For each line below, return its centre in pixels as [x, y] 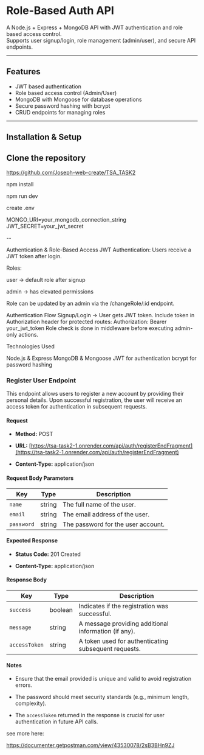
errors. [23, 685]
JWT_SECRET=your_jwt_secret [45, 226]
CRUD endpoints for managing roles [60, 112]
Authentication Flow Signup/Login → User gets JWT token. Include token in [100, 315]
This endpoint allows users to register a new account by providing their [95, 394]
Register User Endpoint [41, 380]
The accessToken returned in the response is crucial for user [90, 715]
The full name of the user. [100, 504]
